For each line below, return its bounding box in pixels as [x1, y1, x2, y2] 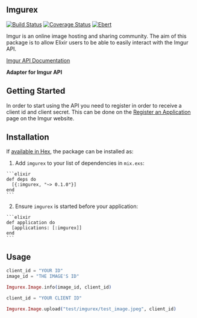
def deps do [6, 177, 36, 183]
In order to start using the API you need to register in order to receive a [6, 102, 182, 109]
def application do [6, 219, 55, 226]
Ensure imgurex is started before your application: [14, 203, 139, 210]
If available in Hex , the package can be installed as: [6, 148, 134, 155]
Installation [6, 132, 49, 142]
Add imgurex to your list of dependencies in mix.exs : [14, 159, 145, 167]
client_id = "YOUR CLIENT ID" [6, 295, 83, 301]
